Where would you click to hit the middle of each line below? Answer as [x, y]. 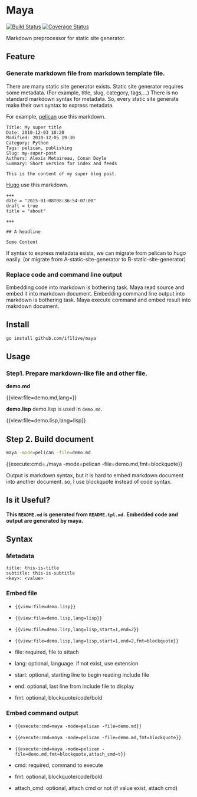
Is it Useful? [28, 500]
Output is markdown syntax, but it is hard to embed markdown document [95, 475]
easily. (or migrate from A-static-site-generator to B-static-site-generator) [96, 259]
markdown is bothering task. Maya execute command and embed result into [98, 300]
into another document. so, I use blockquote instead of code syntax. [89, 481]
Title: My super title [34, 127]
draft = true [22, 206]
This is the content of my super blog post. [62, 174]
